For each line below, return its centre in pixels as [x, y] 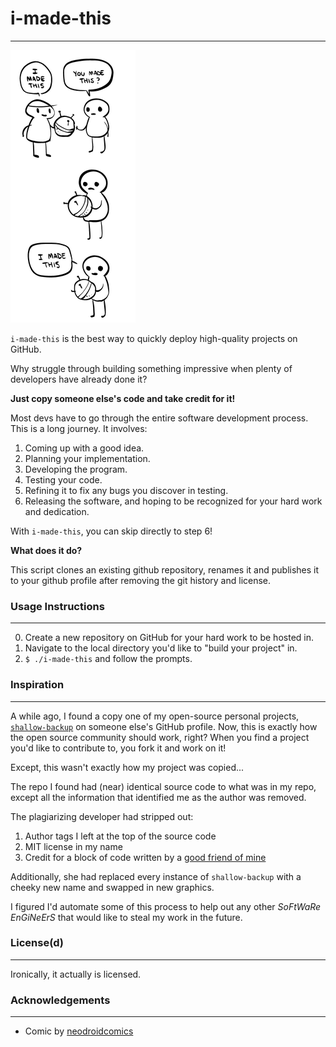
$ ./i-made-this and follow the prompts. [108, 659]
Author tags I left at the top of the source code [120, 836]
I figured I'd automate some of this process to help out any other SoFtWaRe [166, 906]
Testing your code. [63, 479]
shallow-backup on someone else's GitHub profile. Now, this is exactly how [164, 726]
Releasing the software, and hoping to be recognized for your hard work [173, 501]
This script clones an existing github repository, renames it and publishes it [165, 569]
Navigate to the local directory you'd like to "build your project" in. [161, 648]
